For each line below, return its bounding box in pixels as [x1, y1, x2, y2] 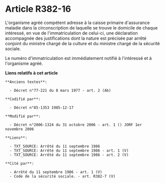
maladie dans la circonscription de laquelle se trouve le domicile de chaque [5, 25, 158, 30]
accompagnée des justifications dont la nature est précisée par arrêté [5, 35, 147, 41]
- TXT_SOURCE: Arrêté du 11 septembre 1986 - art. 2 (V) [9, 152, 129, 157]
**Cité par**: [5, 161, 34, 166]
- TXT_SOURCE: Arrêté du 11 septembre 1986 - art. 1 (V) [9, 148, 129, 153]
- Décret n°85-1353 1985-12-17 [9, 105, 74, 110]
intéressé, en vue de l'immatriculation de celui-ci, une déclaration [5, 30, 138, 36]
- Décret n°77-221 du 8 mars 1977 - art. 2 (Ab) [9, 88, 111, 93]
